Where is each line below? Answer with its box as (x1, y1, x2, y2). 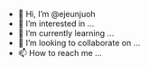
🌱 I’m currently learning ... (17, 28, 115, 38)
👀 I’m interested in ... (17, 18, 95, 29)
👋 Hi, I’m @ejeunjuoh (17, 9, 97, 19)
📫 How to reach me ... (17, 48, 102, 58)
